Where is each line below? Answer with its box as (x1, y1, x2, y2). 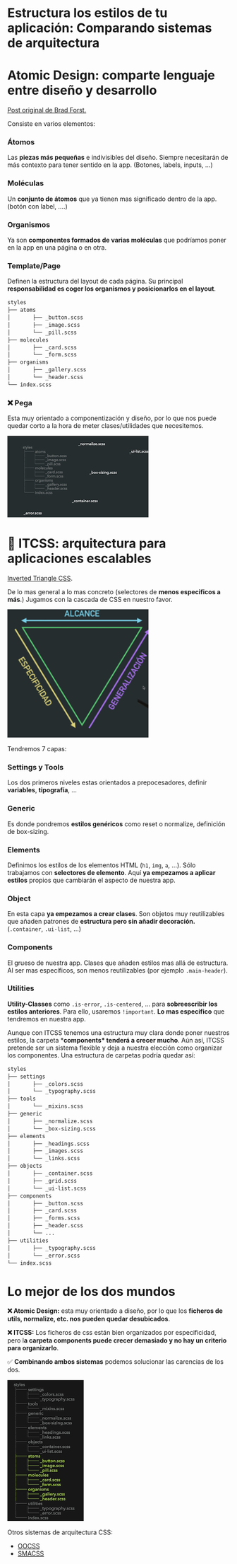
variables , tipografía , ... (7, 786, 78, 794)
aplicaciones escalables (7, 550, 152, 567)
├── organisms (7, 359, 49, 366)
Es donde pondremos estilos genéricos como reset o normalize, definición (7, 819, 226, 828)
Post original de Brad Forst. (7, 106, 87, 115)
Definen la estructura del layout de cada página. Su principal (7, 277, 183, 286)
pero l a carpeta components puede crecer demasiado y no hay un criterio (7, 1336, 227, 1345)
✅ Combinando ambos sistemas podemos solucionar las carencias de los (7, 1357, 224, 1366)
